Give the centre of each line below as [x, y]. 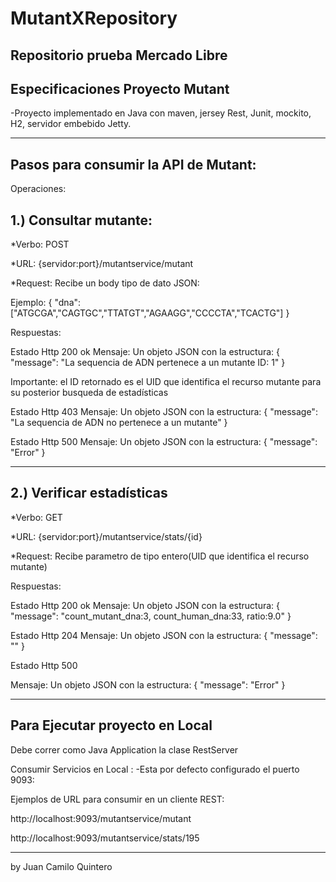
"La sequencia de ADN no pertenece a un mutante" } [119, 423]
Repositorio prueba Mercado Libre [119, 55]
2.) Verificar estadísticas [89, 493]
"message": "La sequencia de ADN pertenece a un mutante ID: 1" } [148, 363]
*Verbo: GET [36, 517]
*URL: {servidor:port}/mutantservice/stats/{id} [106, 536]
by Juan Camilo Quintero [61, 866]
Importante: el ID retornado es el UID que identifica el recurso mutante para [166, 382]
